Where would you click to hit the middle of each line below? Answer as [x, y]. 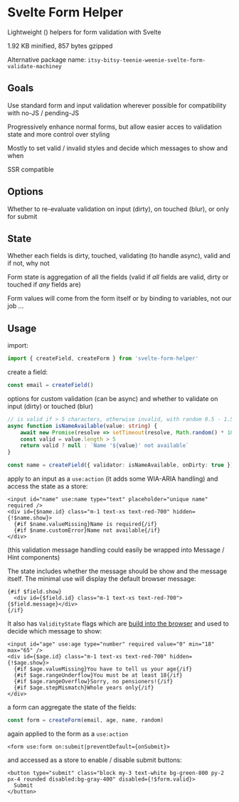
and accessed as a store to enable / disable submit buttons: [95, 760]
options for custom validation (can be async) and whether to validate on [113, 398]
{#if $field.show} [34, 592]
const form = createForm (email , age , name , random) [85, 720]
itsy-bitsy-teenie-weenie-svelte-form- [147, 60]
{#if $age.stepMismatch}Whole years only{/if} [84, 688]
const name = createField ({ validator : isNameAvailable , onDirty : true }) [121, 465]
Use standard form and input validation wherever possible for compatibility [117, 105]
